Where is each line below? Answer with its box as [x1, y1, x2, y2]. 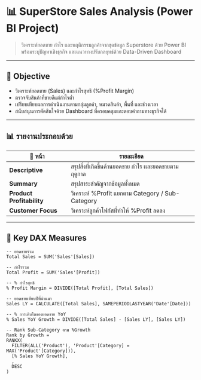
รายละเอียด [118, 152, 144, 160]
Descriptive [9, 166, 43, 174]
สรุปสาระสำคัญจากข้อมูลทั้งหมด [71, 179, 140, 188]
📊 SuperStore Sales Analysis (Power [6, 5, 193, 19]
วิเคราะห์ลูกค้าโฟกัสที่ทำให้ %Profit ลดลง [71, 206, 166, 214]
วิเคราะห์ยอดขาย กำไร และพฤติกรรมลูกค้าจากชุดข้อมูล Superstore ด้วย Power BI [20, 41, 187, 48]
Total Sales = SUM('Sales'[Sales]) [6, 254, 95, 260]
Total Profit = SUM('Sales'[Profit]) [6, 269, 100, 275]
